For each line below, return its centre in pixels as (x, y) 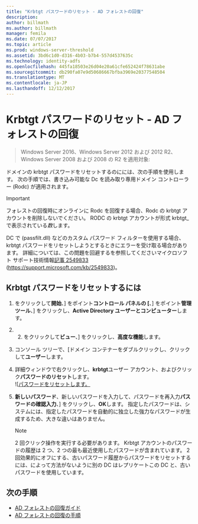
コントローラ (173, 179)
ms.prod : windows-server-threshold (50, 50)
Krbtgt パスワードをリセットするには (74, 288)
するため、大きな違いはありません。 (64, 419)
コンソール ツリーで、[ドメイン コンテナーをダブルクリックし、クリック (102, 349)
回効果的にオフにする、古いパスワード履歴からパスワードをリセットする (103, 457)
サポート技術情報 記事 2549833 (51, 260)
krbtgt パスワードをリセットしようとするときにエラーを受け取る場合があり (97, 245)
